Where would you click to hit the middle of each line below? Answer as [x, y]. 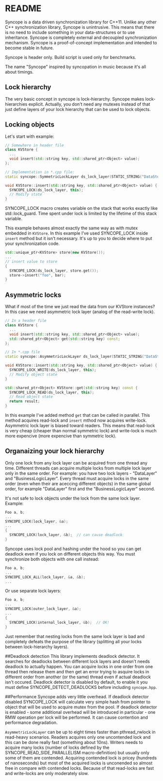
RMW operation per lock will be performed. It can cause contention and [76, 717]
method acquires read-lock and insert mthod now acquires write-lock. [76, 420]
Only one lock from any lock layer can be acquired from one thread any [76, 463]
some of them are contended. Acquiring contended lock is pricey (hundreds [81, 758]
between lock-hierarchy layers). [37, 647]
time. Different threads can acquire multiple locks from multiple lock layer [78, 468]
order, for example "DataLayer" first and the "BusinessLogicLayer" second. [80, 489]
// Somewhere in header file [34, 145]
